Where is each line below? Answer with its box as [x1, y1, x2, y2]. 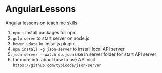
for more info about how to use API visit [12, 56, 95, 62]
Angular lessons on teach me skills [5, 20, 77, 26]
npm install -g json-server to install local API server [12, 46, 125, 52]
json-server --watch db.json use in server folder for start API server [12, 51, 157, 57]
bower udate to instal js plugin [12, 40, 74, 46]
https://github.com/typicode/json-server [12, 63, 101, 68]
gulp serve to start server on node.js [12, 35, 90, 41]
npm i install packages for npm [12, 29, 77, 35]
